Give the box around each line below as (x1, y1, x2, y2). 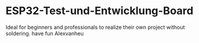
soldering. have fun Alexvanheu (5, 29, 85, 37)
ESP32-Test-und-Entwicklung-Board (5, 4, 194, 18)
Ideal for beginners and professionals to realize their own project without (5, 24, 185, 31)
